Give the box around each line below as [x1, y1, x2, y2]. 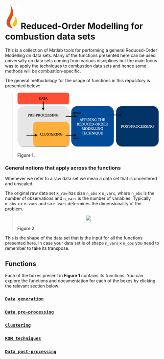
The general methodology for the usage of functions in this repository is [5, 77, 150, 83]
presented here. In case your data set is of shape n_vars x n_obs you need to [5, 240, 160, 246]
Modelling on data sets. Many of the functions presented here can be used [5, 52, 156, 58]
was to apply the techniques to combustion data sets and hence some [5, 63, 147, 69]
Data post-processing [5, 349, 57, 354]
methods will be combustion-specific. [5, 68, 81, 74]
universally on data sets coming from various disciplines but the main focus [5, 57, 158, 63]
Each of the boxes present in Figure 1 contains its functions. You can [5, 273, 143, 279]
